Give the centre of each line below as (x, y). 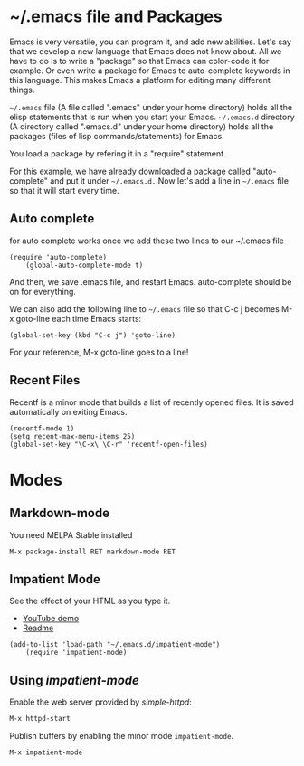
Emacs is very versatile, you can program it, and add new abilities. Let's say (151, 42)
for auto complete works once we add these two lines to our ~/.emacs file (147, 241)
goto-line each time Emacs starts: (79, 318)
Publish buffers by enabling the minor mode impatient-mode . (121, 736)
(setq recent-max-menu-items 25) (72, 436)
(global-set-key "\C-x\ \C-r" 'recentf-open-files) (109, 444)
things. (22, 90)
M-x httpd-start (40, 719)
